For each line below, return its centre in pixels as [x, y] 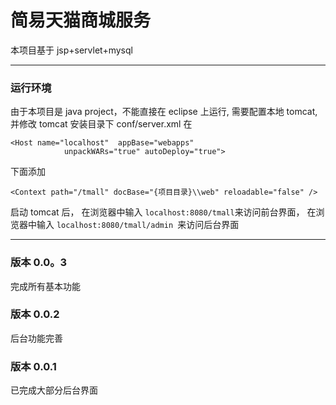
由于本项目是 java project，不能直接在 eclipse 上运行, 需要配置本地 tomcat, [164, 112]
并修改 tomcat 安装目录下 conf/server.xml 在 [101, 124]
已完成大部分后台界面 [54, 390]
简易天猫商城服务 [81, 20]
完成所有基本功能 [45, 286]
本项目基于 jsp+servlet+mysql [71, 50]
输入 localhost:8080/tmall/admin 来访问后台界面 [138, 225]
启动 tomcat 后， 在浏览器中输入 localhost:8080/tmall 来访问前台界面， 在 [163, 212]
